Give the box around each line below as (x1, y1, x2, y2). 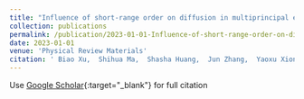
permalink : (9, 30, 51, 39)
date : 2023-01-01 (9, 38, 75, 48)
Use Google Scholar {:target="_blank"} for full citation (9, 80, 208, 90)
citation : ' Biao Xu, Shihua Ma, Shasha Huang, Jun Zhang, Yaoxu (9, 55, 278, 64)
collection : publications (9, 22, 107, 31)
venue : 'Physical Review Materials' (9, 47, 147, 56)
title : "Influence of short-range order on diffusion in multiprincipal (9, 13, 290, 22)
